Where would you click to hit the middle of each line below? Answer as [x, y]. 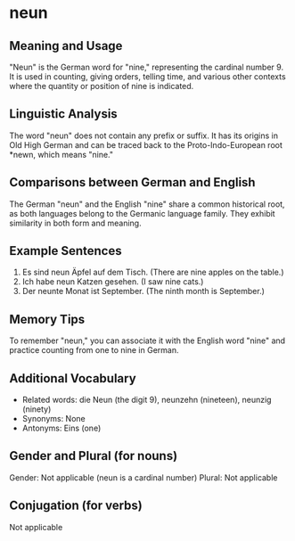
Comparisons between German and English [132, 182]
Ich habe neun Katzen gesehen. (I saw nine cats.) [113, 282]
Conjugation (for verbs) [76, 506]
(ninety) [37, 409]
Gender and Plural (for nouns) [94, 456]
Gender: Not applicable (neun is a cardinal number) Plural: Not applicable [143, 477]
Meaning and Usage [66, 46]
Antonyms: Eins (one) [61, 428]
